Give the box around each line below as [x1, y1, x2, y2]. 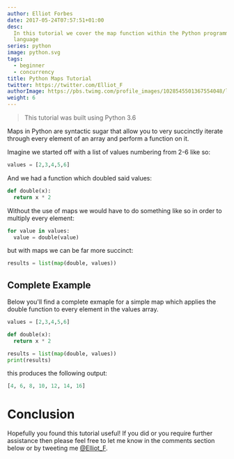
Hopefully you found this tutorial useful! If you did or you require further [7, 429, 213, 437]
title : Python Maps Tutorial [7, 75, 92, 82]
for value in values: [7, 227, 70, 234]
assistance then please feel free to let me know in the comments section [7, 437, 215, 445]
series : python [7, 42, 52, 49]
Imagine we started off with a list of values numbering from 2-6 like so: [7, 148, 211, 156]
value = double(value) [13, 234, 79, 241]
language [13, 36, 39, 43]
